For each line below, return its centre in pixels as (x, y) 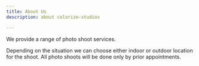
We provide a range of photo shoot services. (61, 39)
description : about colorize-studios (53, 17)
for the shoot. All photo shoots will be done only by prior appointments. (94, 57)
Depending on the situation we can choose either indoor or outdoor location (99, 50)
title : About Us (26, 11)
